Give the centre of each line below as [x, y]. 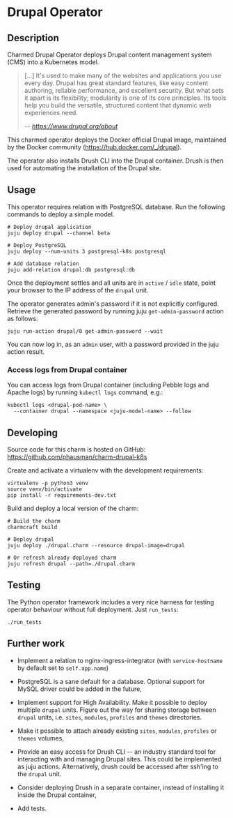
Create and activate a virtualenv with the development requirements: [105, 470]
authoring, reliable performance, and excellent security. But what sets [124, 90]
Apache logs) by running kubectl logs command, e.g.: [85, 392]
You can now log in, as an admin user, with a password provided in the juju [113, 344]
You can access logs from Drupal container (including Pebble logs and [108, 385]
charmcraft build [32, 527]
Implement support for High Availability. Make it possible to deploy [112, 702]
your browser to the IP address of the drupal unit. [78, 290]
